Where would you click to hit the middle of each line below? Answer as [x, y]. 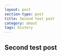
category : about [21, 23]
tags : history [19, 28]
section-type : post [24, 14]
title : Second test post [30, 19]
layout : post [18, 9]
